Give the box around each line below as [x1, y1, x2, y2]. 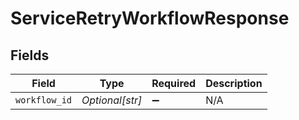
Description [205, 77, 263, 90]
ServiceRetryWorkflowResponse [10, 7, 290, 30]
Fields [10, 47, 50, 64]
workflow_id [15, 95, 73, 106]
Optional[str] [81, 93, 143, 107]
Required [151, 77, 197, 90]
